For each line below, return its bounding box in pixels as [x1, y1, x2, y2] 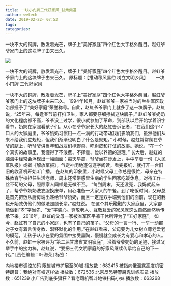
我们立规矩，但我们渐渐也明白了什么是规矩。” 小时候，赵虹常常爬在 [18, 137, 158, 143]
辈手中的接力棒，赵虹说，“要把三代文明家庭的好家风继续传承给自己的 [5, 245, 150, 251]
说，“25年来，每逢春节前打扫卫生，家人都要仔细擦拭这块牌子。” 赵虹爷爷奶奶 [5, 111, 165, 117]
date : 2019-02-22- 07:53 [5, 17, 58, 22]
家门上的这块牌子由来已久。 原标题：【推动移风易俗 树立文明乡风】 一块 [9, 75, 165, 81]
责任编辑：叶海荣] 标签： [17, 252, 69, 258]
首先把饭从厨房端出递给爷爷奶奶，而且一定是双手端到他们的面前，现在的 [9, 194, 161, 200]
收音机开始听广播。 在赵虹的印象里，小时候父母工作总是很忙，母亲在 [14, 168, 158, 174]
